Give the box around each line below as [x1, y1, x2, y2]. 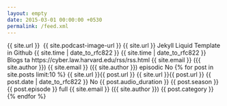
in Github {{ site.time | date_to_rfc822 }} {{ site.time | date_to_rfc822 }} [7, 49, 206, 57]
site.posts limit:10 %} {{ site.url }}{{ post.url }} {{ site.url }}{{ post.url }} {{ [7, 70, 211, 79]
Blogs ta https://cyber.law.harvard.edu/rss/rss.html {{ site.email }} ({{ [7, 56, 201, 64]
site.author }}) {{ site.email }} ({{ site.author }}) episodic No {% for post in [7, 63, 214, 72]
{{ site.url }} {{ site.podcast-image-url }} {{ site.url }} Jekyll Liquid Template [7, 42, 221, 50]
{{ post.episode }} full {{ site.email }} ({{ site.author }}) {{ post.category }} [7, 85, 214, 93]
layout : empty [7, 10, 48, 17]
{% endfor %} [7, 92, 46, 101]
